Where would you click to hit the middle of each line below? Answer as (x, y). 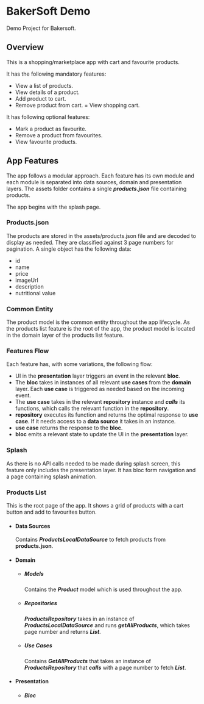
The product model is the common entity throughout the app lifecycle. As (98, 322)
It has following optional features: (48, 117)
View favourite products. (46, 142)
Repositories (41, 603)
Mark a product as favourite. (51, 129)
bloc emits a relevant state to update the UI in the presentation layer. (102, 434)
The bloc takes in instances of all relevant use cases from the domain (103, 383)
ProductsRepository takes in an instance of (79, 619)
